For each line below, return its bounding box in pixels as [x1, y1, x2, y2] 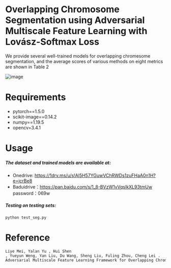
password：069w [12, 190, 50, 197]
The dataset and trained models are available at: [5, 159, 111, 166]
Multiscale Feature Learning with [5, 25, 148, 37]
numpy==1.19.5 [12, 119, 44, 125]
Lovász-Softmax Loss [5, 36, 99, 48]
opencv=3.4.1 [12, 124, 41, 130]
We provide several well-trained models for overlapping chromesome [5, 52, 151, 59]
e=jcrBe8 [12, 178, 33, 184]
